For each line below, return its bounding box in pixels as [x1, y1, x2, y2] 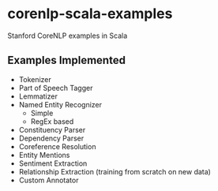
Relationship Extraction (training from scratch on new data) [18, 167, 211, 176]
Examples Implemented [7, 54, 126, 67]
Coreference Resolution [18, 141, 96, 151]
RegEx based [30, 116, 74, 126]
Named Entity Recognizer [18, 99, 103, 109]
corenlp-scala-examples [7, 5, 173, 23]
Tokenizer [18, 74, 52, 84]
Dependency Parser [18, 133, 85, 143]
